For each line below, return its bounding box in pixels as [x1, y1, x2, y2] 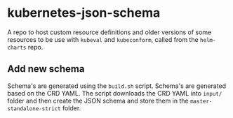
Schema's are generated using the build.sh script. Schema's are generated [7, 82, 227, 90]
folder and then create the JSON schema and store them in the [7, 96, 189, 105]
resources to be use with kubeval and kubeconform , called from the [7, 35, 199, 43]
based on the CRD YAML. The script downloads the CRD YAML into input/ [7, 89, 222, 97]
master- [189, 98, 213, 105]
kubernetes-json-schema [7, 5, 161, 21]
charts [7, 44, 27, 51]
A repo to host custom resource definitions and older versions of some [7, 28, 212, 36]
